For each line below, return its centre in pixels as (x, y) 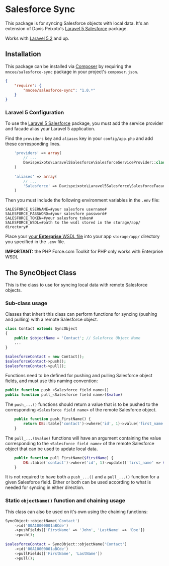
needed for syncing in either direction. (45, 487)
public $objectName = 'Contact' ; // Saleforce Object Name (77, 338)
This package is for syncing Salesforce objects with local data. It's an (77, 23)
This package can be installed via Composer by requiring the (68, 66)
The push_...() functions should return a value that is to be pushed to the (82, 404)
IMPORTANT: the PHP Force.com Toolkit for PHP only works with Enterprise (84, 252)
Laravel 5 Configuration (35, 113)
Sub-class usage (26, 303)
